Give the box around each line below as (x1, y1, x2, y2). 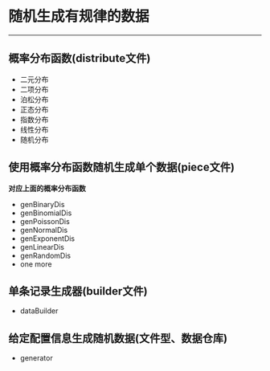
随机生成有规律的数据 (8, 7, 150, 26)
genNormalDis (19, 225, 68, 234)
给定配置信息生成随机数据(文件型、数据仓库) (8, 331, 227, 345)
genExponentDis (19, 234, 76, 243)
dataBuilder (19, 306, 59, 316)
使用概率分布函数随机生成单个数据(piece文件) (8, 161, 235, 174)
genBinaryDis (19, 199, 65, 209)
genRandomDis (19, 251, 72, 260)
